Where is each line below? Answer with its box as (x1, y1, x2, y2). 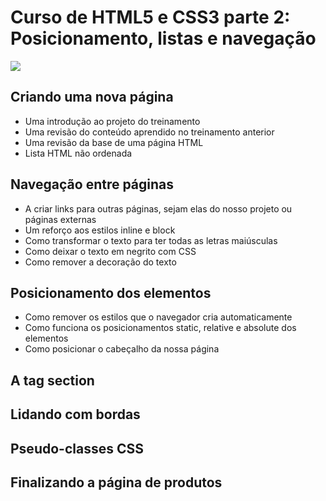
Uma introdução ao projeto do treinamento (24, 115, 201, 127)
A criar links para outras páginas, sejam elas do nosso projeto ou (24, 202, 293, 215)
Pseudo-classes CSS (10, 440, 144, 457)
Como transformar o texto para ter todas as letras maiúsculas (24, 234, 278, 246)
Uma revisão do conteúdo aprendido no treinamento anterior (24, 126, 275, 138)
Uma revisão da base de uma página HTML (24, 136, 204, 148)
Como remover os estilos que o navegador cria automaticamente (24, 311, 293, 323)
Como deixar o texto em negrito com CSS (24, 245, 197, 257)
